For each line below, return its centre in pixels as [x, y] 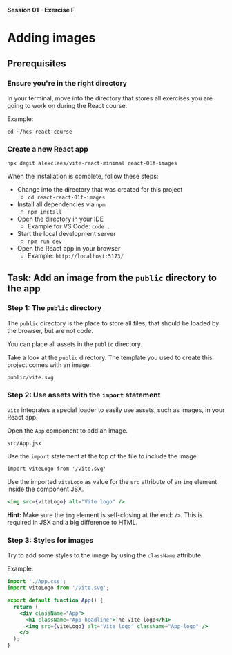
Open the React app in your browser [69, 249]
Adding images [51, 38]
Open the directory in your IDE [60, 219]
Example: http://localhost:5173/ [76, 256]
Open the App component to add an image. [67, 431]
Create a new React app [48, 149]
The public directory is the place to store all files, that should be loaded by [113, 323]
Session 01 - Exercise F [41, 10]
